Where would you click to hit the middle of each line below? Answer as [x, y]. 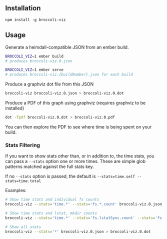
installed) [15, 108]
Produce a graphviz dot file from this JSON [49, 84]
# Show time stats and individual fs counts [52, 199]
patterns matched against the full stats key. [49, 166]
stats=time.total [23, 181]
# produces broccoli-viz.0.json [39, 61]
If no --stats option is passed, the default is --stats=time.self [70, 176]
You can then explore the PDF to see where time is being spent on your [78, 126]
